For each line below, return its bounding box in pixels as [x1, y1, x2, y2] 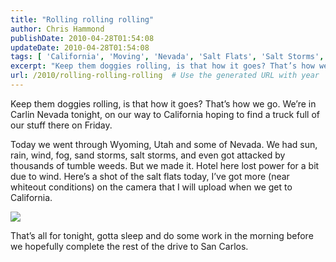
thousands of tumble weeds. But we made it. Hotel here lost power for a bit [10, 159, 320, 171]
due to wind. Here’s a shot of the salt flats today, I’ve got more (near [10, 170, 290, 182]
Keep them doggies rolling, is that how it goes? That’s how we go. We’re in [10, 97, 317, 110]
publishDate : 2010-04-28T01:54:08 [10, 33, 155, 43]
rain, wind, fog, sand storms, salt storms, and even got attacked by [10, 149, 286, 161]
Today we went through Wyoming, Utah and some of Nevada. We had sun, [10, 138, 318, 150]
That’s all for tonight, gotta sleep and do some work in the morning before [10, 229, 314, 241]
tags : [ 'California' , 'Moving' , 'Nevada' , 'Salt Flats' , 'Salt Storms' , [10, 52, 325, 62]
